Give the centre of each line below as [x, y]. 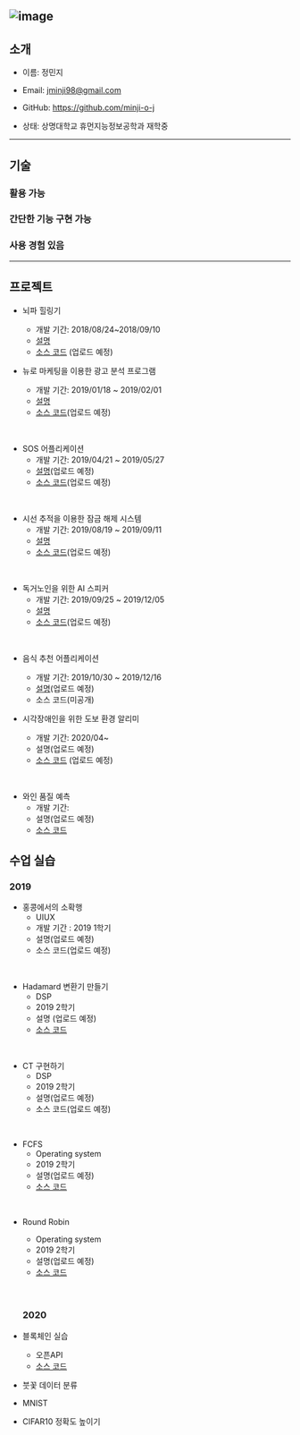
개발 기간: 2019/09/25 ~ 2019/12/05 [100, 599]
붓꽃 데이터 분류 [50, 1385]
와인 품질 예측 [46, 796]
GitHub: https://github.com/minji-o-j [88, 107]
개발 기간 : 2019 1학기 [73, 928]
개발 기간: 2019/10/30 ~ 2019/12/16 [99, 677]
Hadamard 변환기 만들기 [65, 987]
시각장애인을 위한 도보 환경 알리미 [81, 718]
